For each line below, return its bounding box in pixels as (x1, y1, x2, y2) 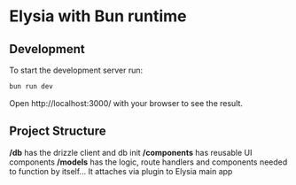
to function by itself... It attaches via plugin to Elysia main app (9, 166, 233, 176)
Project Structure (9, 124, 106, 139)
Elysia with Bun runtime (9, 6, 188, 27)
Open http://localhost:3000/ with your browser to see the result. (9, 97, 244, 108)
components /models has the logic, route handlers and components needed (9, 157, 288, 167)
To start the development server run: (9, 65, 144, 75)
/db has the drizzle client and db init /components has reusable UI (9, 147, 253, 158)
